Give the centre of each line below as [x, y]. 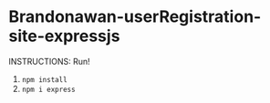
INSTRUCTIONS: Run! [49, 61]
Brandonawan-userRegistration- [135, 17]
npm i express [48, 89]
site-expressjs [64, 36]
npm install [44, 79]
